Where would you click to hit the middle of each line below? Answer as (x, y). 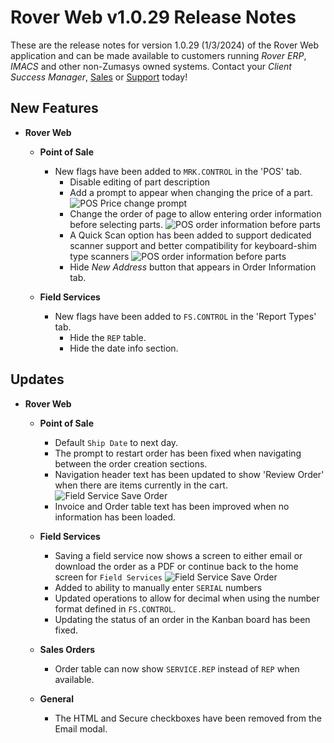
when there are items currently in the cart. (141, 485)
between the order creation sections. (131, 463)
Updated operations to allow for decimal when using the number (187, 598)
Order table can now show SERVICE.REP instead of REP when (177, 668)
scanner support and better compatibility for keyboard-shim (193, 245)
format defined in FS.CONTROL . (115, 608)
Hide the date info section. (124, 348)
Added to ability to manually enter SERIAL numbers (158, 587)
